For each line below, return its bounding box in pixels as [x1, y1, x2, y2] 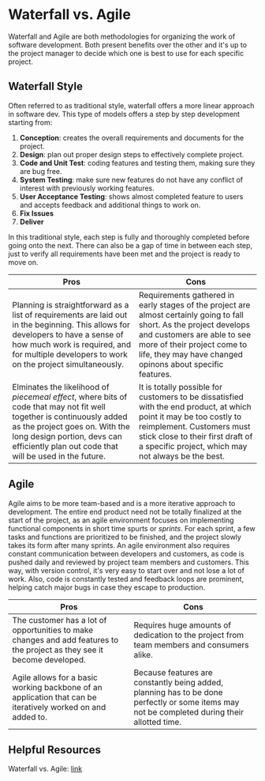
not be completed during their [133, 706, 244, 717]
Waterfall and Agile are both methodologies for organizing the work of [8, 32, 236, 41]
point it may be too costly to [138, 411, 242, 422]
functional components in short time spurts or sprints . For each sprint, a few [8, 523, 256, 533]
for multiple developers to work [12, 349, 128, 360]
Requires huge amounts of [133, 619, 231, 630]
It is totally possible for [138, 381, 223, 392]
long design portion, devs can [12, 431, 122, 442]
